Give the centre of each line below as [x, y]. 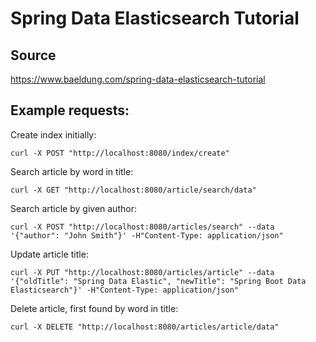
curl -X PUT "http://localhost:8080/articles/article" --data [142, 272]
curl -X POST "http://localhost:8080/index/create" [120, 153]
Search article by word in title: [72, 171]
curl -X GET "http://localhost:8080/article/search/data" [133, 190]
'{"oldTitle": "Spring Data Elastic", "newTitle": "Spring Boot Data [158, 281]
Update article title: [49, 254]
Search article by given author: [73, 208]
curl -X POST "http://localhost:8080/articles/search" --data [142, 227]
